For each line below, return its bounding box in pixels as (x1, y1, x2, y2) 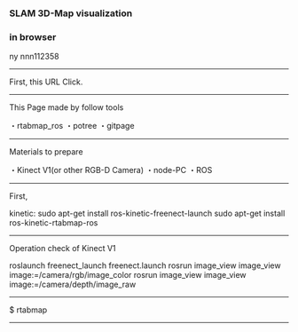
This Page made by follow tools (9, 102, 124, 113)
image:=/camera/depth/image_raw (9, 279, 137, 290)
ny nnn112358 (9, 51, 59, 62)
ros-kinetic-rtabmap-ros (9, 217, 98, 228)
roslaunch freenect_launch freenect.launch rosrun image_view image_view (9, 260, 281, 271)
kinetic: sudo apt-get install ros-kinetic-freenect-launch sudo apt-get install (9, 208, 286, 219)
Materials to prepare (9, 146, 83, 157)
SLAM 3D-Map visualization (9, 7, 133, 20)
